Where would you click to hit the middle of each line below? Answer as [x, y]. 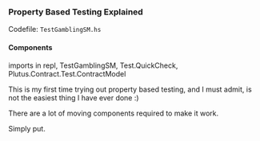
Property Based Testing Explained [76, 12]
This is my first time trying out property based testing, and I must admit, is [130, 89]
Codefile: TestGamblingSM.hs [55, 29]
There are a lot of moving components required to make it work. [113, 113]
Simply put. [27, 128]
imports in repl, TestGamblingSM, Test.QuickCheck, [93, 65]
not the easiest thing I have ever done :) [74, 97]
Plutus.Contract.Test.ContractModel [67, 73]
